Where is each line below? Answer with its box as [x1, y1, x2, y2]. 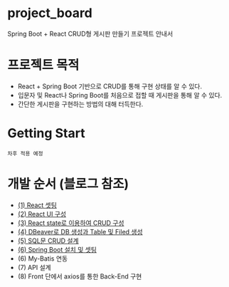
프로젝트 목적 [7, 57, 80, 73]
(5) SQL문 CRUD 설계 [17, 236, 80, 245]
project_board [7, 5, 92, 21]
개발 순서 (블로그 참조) [7, 176, 129, 192]
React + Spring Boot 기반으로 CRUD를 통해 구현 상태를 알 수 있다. [17, 82, 203, 90]
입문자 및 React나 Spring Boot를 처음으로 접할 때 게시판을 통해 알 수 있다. [17, 90, 223, 99]
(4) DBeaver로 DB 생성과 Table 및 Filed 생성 [17, 227, 144, 236]
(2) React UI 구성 [17, 209, 66, 218]
